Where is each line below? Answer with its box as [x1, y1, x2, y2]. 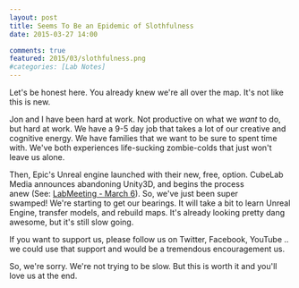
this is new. [9, 97, 51, 107]
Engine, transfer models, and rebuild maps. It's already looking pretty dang [9, 208, 286, 217]
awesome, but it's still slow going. [9, 216, 134, 227]
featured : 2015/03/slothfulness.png [9, 55, 146, 64]
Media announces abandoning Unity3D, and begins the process [9, 179, 244, 189]
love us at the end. [9, 270, 78, 281]
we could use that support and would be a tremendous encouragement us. [9, 243, 285, 254]
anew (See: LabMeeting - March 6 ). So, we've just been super [9, 189, 239, 199]
